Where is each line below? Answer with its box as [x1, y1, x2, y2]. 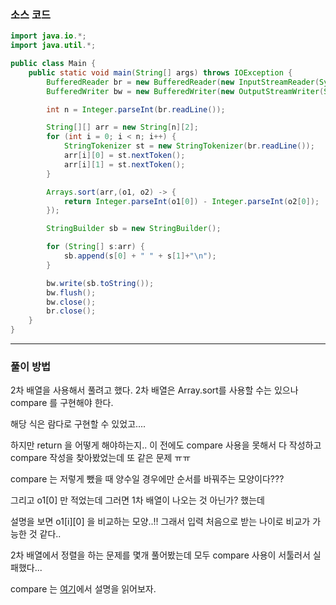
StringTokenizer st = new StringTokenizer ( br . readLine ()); [63, 141, 315, 151]
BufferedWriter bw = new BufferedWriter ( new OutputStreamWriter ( [46, 86, 325, 96]
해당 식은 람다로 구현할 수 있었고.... [10, 418, 147, 430]
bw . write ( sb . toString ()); [46, 278, 155, 288]
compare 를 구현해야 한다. [10, 397, 114, 409]
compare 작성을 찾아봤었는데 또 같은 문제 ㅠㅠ [10, 452, 192, 464]
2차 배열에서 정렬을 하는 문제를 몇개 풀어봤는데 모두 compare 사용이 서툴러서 [10, 549, 311, 561]
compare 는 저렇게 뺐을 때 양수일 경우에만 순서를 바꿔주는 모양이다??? [10, 473, 285, 485]
